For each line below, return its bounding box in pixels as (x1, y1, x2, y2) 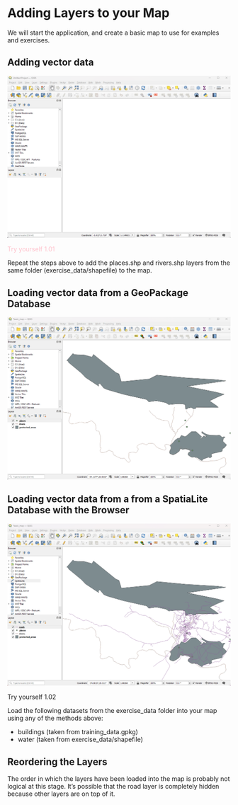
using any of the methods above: (7, 714, 103, 723)
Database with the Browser (7, 504, 130, 516)
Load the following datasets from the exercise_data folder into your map (7, 707, 217, 715)
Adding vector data (7, 57, 94, 69)
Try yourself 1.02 (7, 692, 57, 702)
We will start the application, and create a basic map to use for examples (7, 28, 220, 37)
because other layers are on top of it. (7, 789, 115, 798)
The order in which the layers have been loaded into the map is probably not (7, 775, 230, 783)
